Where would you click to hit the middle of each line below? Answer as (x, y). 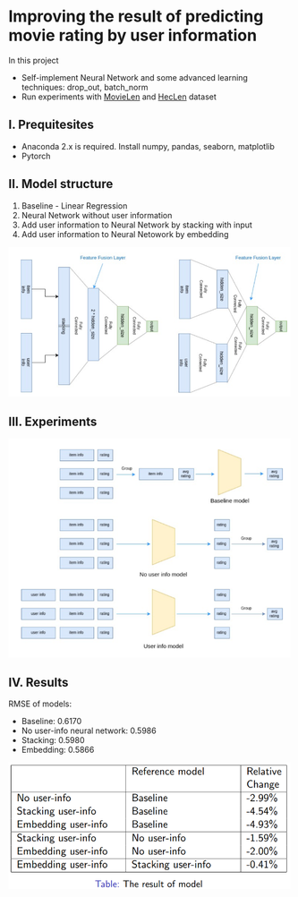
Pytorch (36, 156)
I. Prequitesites (51, 125)
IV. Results (38, 683)
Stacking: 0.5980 (53, 740)
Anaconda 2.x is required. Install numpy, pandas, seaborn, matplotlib (148, 146)
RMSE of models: (40, 704)
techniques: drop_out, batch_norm (85, 87)
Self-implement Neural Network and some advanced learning (134, 77)
